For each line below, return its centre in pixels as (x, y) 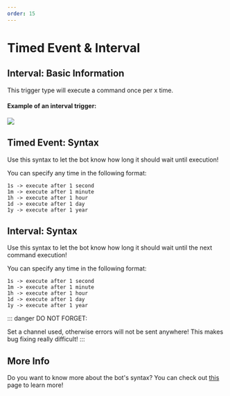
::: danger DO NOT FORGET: (47, 318)
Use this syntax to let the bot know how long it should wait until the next (110, 248)
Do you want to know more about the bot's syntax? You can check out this (113, 378)
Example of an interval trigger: (52, 106)
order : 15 (21, 14)
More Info (28, 361)
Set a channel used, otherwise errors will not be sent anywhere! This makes (115, 332)
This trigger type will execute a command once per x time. (90, 90)
